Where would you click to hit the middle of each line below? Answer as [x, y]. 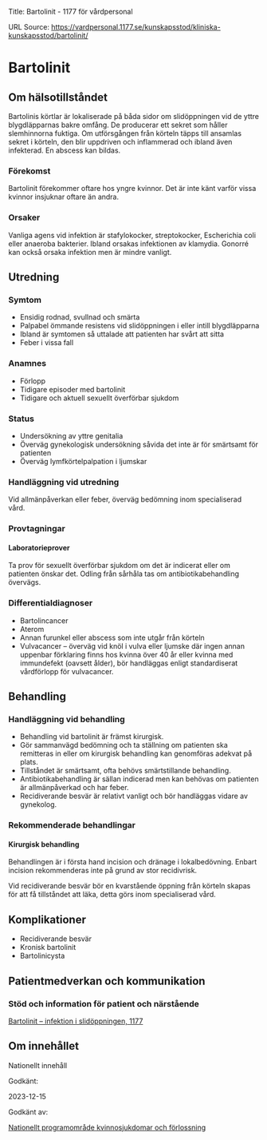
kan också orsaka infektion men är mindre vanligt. [90, 252]
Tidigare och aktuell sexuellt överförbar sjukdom [99, 398]
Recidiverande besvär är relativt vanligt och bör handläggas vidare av [134, 796]
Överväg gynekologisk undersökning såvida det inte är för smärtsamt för [139, 444]
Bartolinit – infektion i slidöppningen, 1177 [76, 1021]
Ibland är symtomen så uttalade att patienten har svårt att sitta [122, 334]
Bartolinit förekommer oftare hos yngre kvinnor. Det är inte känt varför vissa [132, 189]
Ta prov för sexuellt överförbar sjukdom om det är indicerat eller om [120, 566]
